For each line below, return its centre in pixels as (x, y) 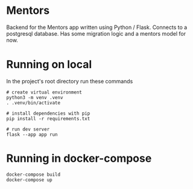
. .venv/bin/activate (33, 103)
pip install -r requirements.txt (48, 118)
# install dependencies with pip (48, 113)
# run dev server (28, 129)
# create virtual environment (44, 92)
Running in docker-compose (79, 159)
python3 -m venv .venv (35, 97)
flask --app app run (32, 134)
